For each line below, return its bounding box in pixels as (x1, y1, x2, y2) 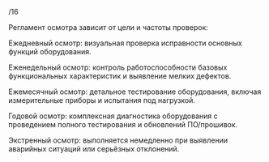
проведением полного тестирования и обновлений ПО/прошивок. (8, 120, 238, 129)
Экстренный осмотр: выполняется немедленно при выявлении (8, 135, 228, 145)
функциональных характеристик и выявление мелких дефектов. (8, 71, 232, 80)
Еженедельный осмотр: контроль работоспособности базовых (8, 62, 228, 72)
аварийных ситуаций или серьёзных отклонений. (8, 144, 180, 153)
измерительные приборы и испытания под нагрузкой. (8, 96, 196, 104)
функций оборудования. (8, 47, 92, 56)
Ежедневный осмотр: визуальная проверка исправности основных (8, 38, 243, 48)
